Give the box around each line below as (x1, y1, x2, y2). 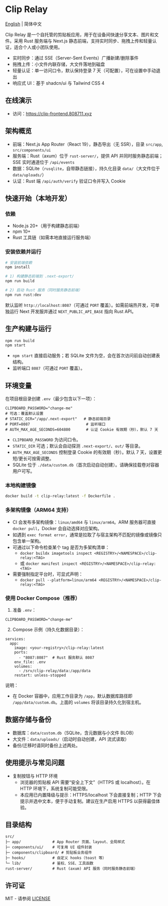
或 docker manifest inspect (20, 560, 78, 566)
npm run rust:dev (5, 292, 42, 297)
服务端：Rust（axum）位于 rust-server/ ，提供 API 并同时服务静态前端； (12, 153, 163, 159)
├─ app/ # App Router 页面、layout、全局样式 (5, 839, 125, 845)
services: (5, 636, 26, 641)
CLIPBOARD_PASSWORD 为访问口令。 (12, 437, 81, 443)
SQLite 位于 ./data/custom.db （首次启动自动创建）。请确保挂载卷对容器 (12, 462, 159, 468)
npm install (5, 265, 30, 270)
